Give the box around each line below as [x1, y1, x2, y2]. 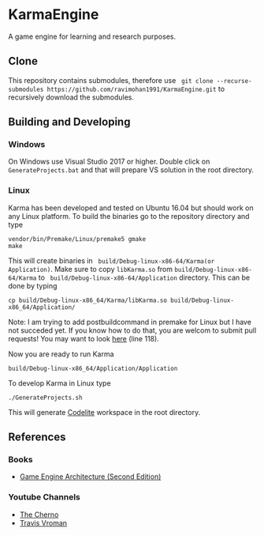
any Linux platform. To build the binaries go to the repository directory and [8, 211, 250, 220]
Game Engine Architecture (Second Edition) [19, 472, 162, 481]
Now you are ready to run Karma [8, 349, 114, 359]
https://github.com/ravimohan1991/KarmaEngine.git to [46, 84, 225, 93]
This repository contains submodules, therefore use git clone [8, 75, 214, 85]
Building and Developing [8, 115, 131, 129]
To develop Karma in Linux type [8, 378, 112, 388]
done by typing [8, 281, 58, 290]
